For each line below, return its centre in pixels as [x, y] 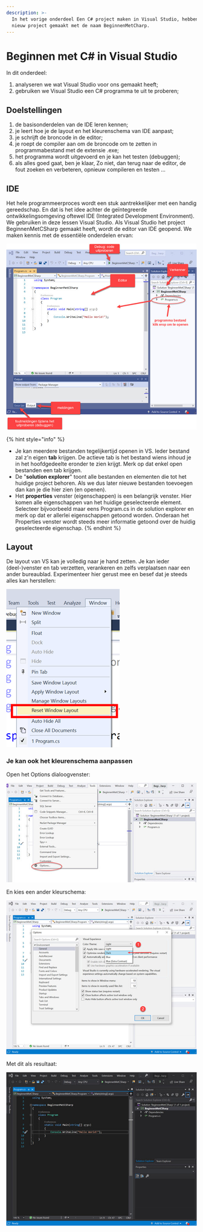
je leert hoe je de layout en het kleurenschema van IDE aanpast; [94, 131]
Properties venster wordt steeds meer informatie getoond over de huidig [105, 521]
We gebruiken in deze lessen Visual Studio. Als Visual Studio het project [96, 222]
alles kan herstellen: [31, 581]
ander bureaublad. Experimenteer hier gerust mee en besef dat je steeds [97, 574]
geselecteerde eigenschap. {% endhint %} [68, 528]
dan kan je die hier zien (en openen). [61, 489]
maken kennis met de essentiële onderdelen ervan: [70, 235]
